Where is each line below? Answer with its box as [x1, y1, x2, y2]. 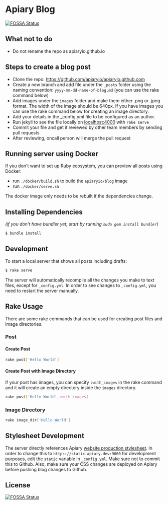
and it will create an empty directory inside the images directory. [5, 384, 137, 391]
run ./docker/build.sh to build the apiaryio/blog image [12, 178, 128, 184]
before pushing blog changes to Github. [5, 466, 88, 472]
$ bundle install [5, 231, 42, 236]
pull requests [12, 129, 40, 135]
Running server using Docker [5, 150, 99, 158]
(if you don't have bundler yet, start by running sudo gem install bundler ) [5, 221, 159, 227]
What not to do [5, 35, 53, 43]
